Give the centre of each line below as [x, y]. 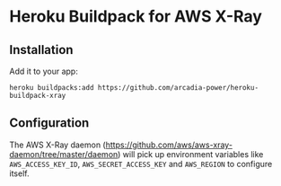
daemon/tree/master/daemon [64, 154]
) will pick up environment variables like [191, 154]
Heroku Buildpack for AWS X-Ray [136, 17]
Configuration [49, 123]
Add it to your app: [44, 71]
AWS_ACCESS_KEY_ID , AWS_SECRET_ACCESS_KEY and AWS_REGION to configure [141, 164]
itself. [19, 173]
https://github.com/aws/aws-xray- [169, 145]
